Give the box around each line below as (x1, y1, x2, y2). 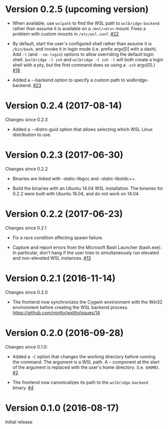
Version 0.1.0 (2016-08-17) (5, 402, 119, 413)
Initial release (5, 418, 33, 425)
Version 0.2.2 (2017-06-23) (5, 208, 123, 220)
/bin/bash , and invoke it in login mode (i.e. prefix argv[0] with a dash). (12, 46, 157, 52)
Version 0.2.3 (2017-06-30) (5, 149, 124, 161)
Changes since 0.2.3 (5, 117, 48, 123)
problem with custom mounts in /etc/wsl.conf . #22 (12, 31, 119, 37)
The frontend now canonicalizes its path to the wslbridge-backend (12, 379, 148, 385)
